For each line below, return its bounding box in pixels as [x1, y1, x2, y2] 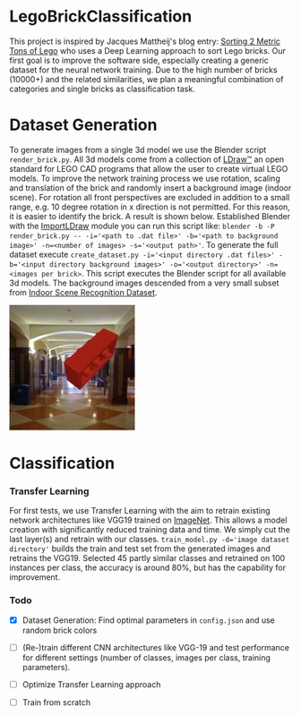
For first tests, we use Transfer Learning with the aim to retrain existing [9, 506, 271, 516]
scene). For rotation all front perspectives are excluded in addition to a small [9, 192, 290, 202]
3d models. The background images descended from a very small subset [9, 277, 279, 288]
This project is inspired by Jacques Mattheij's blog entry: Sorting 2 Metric [9, 36, 280, 47]
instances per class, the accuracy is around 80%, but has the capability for [9, 562, 287, 574]
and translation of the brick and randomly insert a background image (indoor [9, 182, 292, 193]
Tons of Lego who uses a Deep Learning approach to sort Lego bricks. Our [9, 45, 287, 55]
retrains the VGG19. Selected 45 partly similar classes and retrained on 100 [9, 553, 286, 564]
